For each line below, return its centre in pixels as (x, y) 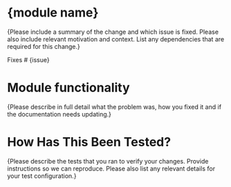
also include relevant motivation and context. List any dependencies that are (116, 39)
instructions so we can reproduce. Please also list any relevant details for (111, 168)
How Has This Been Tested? (89, 142)
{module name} (53, 13)
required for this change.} (44, 46)
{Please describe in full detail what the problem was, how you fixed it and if (114, 107)
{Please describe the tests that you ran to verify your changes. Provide (108, 161)
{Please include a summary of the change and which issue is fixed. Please (113, 32)
